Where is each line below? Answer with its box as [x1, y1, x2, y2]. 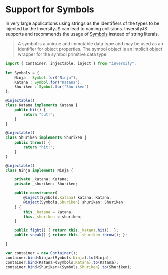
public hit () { [14, 107, 46, 112]
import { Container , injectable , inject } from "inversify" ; [5, 61, 137, 66]
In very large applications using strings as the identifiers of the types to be [5, 20, 160, 26]
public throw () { [14, 140, 51, 145]
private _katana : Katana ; [14, 177, 69, 182]
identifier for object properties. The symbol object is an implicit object [17, 46, 163, 52]
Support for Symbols [5, 4, 94, 15]
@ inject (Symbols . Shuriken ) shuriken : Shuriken [23, 200, 123, 205]
